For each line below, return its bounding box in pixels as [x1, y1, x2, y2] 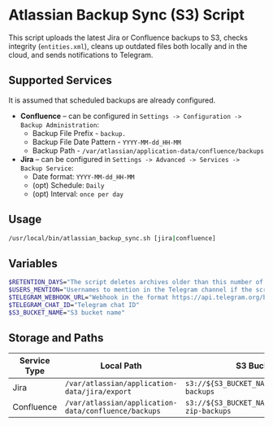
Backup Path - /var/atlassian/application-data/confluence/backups [32, 145, 265, 156]
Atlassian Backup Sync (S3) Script [8, 6, 245, 24]
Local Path [100, 360, 142, 371]
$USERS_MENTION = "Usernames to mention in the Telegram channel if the [8, 286, 253, 294]
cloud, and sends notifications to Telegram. [8, 50, 154, 59]
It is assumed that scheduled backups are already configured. [8, 95, 216, 105]
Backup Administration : [19, 120, 100, 130]
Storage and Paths [8, 332, 104, 345]
